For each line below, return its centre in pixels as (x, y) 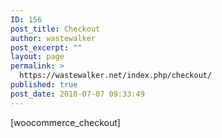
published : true (44, 85)
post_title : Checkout (55, 29)
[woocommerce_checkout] (65, 122)
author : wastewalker (53, 38)
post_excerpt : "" (46, 47)
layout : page (37, 57)
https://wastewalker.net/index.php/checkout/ (116, 76)
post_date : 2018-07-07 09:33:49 (77, 94)
